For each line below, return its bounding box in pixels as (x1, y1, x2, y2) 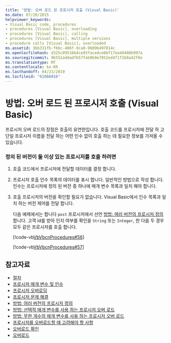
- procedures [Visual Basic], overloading (5, 27, 97, 32)
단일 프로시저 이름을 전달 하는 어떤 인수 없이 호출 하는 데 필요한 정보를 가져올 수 (5, 132, 163, 139)
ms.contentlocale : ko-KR (5, 64, 58, 70)
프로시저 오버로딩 (12, 287, 47, 293)
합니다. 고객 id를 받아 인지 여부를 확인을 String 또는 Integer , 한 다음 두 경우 (12, 218, 164, 224)
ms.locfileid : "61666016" (5, 74, 60, 79)
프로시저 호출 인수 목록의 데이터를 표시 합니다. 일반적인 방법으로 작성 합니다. (12, 177, 164, 183)
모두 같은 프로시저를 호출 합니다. (12, 224, 77, 230)
